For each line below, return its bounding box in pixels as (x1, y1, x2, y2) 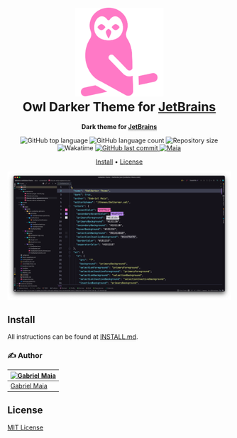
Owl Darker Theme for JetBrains (22, 99, 216, 116)
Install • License (95, 157, 143, 166)
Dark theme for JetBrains (81, 122, 158, 130)
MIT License (7, 423, 44, 432)
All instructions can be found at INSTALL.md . (7, 332, 138, 341)
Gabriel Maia (10, 382, 48, 391)
